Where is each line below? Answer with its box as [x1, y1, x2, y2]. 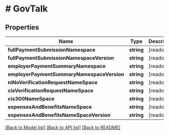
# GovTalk [5, 3, 48, 15]
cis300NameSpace [8, 95, 55, 102]
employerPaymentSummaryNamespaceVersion [8, 71, 125, 78]
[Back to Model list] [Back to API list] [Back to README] [5, 124, 121, 130]
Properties [5, 23, 39, 32]
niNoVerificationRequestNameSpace [8, 79, 98, 86]
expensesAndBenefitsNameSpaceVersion [8, 111, 111, 118]
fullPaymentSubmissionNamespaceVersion [8, 55, 114, 61]
